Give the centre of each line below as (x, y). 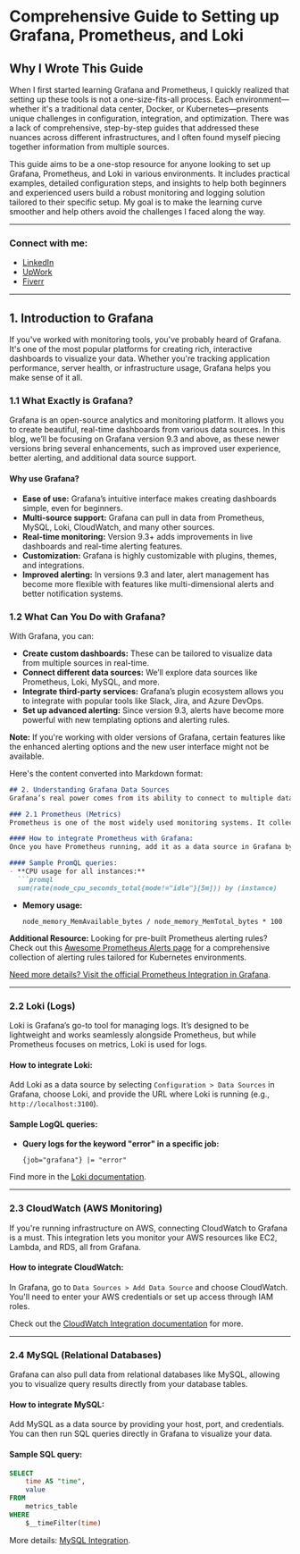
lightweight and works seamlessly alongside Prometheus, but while (133, 1035)
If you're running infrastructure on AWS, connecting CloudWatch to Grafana (149, 1228)
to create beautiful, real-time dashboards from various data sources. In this (147, 430)
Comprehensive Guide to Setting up (144, 17)
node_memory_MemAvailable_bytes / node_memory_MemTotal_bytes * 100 (152, 921)
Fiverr (33, 281)
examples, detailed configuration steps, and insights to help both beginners (148, 183)
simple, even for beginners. (72, 508)
